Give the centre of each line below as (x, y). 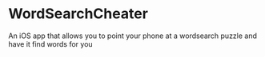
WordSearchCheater (78, 14)
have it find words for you (51, 44)
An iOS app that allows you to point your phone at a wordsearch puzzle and (133, 36)
